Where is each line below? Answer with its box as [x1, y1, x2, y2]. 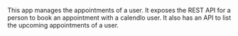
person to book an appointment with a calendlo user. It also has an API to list [7, 13, 232, 22]
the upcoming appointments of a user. [7, 21, 119, 29]
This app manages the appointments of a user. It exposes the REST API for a [7, 6, 231, 14]
